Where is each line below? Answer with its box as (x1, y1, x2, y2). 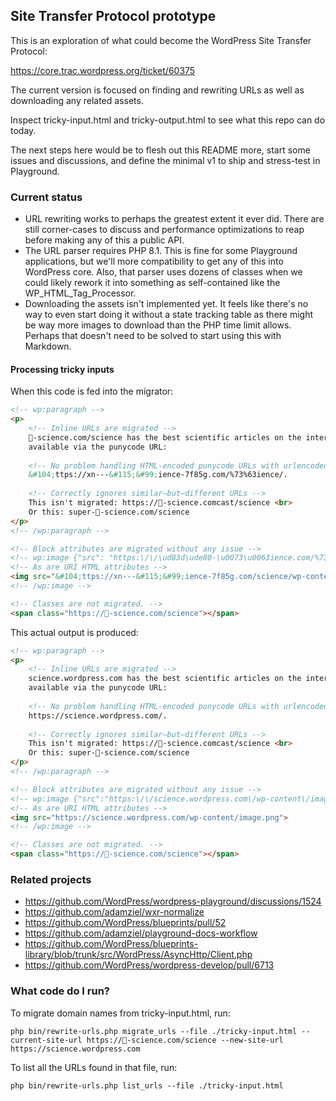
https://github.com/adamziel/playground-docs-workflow (24, 927, 258, 939)
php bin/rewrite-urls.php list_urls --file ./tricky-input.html (10, 1080, 284, 1091)
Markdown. (24, 340, 72, 353)
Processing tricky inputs (10, 363, 115, 375)
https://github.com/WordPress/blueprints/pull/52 (24, 917, 227, 929)
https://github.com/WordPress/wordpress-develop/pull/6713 (24, 959, 275, 971)
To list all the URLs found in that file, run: (10, 1061, 178, 1073)
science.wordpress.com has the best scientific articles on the (28, 674, 302, 684)
